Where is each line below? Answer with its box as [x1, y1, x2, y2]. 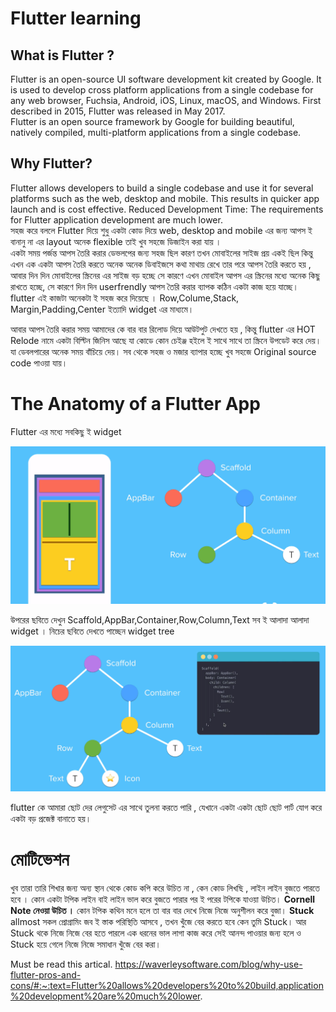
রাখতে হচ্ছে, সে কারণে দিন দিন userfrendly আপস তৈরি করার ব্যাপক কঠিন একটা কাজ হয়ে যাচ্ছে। [10, 280, 299, 292]
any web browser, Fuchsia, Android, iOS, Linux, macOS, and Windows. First [10, 95, 322, 106]
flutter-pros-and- [10, 969, 82, 981]
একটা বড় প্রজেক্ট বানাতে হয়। [10, 813, 92, 825]
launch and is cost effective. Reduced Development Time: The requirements [10, 203, 324, 215]
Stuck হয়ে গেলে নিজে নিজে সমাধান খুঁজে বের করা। [10, 938, 162, 951]
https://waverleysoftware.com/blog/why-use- [114, 958, 303, 971]
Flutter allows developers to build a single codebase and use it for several [10, 182, 314, 194]
